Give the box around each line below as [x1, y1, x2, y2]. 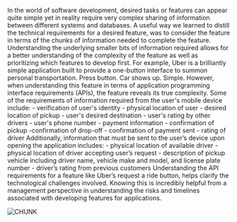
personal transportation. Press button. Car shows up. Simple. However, [7, 74, 214, 82]
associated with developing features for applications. [7, 194, 162, 202]
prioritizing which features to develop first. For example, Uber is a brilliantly [7, 59, 226, 66]
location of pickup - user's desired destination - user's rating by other [7, 111, 211, 119]
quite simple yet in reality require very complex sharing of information [7, 13, 210, 22]
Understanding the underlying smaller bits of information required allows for [7, 44, 229, 52]
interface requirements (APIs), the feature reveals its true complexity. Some [7, 88, 227, 97]
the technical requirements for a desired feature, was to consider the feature [7, 28, 231, 37]
